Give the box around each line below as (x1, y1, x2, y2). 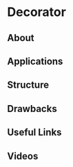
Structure (7, 79, 50, 91)
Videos (7, 150, 39, 162)
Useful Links (7, 127, 62, 138)
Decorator (7, 4, 67, 20)
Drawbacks (7, 102, 57, 115)
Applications (7, 55, 63, 67)
